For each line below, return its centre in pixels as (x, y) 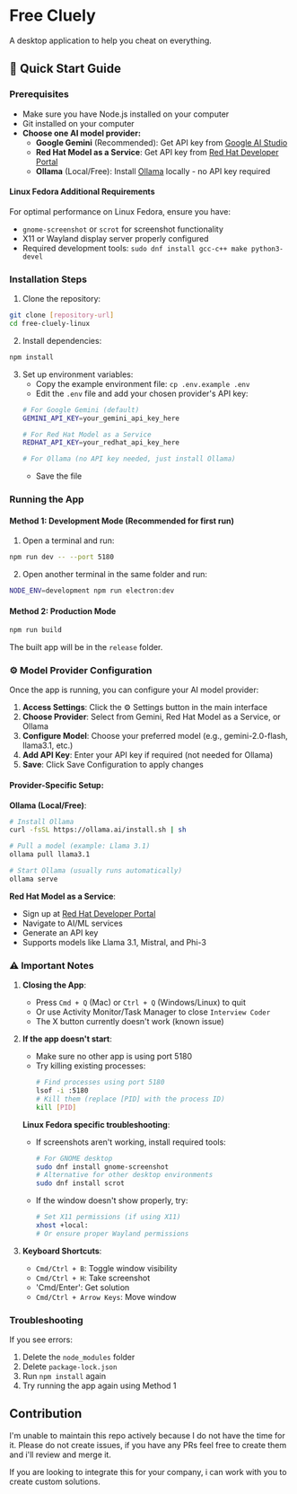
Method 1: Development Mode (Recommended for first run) (122, 521)
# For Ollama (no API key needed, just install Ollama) (129, 459)
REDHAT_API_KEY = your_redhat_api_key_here (101, 443)
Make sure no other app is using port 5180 (114, 1057)
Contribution (46, 1414)
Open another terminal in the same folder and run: (115, 575)
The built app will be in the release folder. (86, 647)
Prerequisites (39, 94)
